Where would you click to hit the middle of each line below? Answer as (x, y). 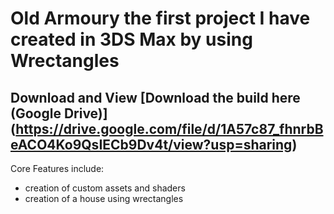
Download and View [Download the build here (155, 97)
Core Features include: (57, 168)
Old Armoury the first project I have (160, 18)
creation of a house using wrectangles (104, 198)
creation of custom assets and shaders (105, 188)
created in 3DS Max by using (131, 39)
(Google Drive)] (59, 113)
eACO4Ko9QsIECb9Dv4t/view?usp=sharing (151, 144)
